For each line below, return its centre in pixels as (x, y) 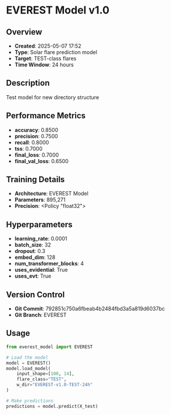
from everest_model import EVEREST (49, 347)
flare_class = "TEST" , (42, 379)
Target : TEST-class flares (45, 58)
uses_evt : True (33, 276)
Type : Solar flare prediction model (56, 52)
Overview (24, 32)
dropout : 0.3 (30, 251)
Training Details (35, 180)
